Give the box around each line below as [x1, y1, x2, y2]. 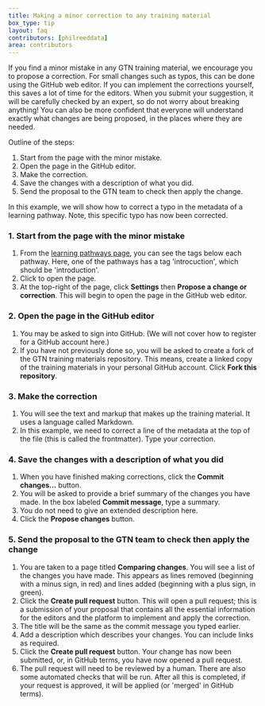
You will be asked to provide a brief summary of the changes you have [19, 489, 251, 498]
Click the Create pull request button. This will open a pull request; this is [19, 595, 257, 605]
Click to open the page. [19, 273, 97, 283]
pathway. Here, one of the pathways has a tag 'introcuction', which [19, 257, 239, 266]
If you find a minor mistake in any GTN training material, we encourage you [8, 63, 253, 72]
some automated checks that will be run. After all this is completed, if [19, 672, 246, 681]
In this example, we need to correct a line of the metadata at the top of [19, 426, 251, 436]
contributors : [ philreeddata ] [8, 33, 109, 42]
